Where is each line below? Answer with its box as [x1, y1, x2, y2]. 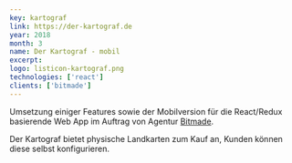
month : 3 [9, 38, 43, 48]
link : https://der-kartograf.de [9, 22, 132, 31]
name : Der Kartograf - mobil [9, 47, 120, 56]
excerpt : [9, 56, 43, 65]
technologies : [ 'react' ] [9, 73, 104, 82]
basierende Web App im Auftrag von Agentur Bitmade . [9, 116, 214, 127]
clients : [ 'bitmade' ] [9, 81, 92, 90]
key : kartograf [9, 13, 68, 23]
